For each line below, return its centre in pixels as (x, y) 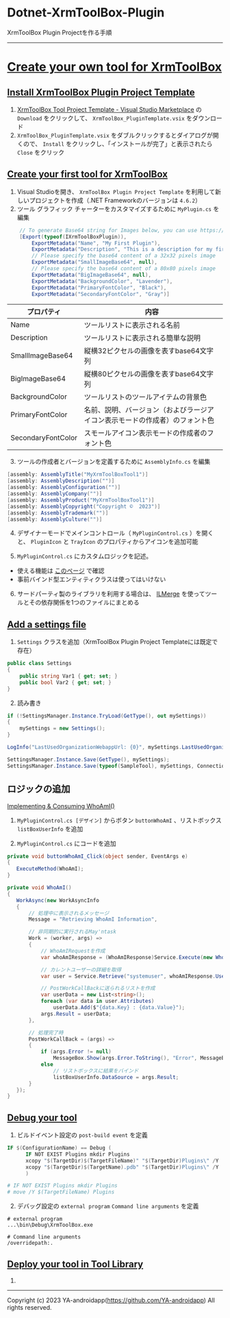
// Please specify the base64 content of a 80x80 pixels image (124, 269)
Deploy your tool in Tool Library (75, 1264)
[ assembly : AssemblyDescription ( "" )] (61, 481)
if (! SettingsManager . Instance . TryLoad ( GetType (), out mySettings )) (107, 716)
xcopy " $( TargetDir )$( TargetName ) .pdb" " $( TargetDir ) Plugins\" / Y (122, 1167)
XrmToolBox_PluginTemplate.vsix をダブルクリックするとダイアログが (115, 135)
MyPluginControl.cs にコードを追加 (66, 843)
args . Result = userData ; (76, 1014)
